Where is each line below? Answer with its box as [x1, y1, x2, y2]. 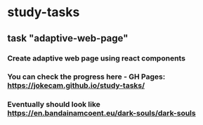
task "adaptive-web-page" [7, 32, 129, 44]
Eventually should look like [7, 100, 100, 110]
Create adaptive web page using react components [7, 53, 186, 63]
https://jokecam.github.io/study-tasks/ [7, 81, 145, 91]
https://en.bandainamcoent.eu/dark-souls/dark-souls [7, 108, 196, 118]
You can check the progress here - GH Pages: [7, 72, 166, 81]
